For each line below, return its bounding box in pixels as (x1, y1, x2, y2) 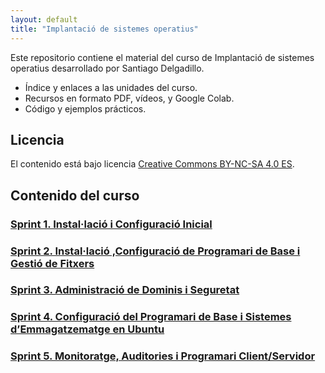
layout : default (10, 14, 78, 25)
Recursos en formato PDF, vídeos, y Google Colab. (24, 92, 235, 104)
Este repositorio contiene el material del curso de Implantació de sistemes (10, 51, 315, 63)
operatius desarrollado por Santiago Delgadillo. (10, 62, 205, 74)
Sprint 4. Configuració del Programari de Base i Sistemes (10, 310, 292, 324)
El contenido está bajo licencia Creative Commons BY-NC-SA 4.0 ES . (10, 158, 295, 170)
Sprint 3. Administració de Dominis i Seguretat (10, 283, 240, 297)
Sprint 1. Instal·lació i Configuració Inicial (10, 217, 213, 231)
